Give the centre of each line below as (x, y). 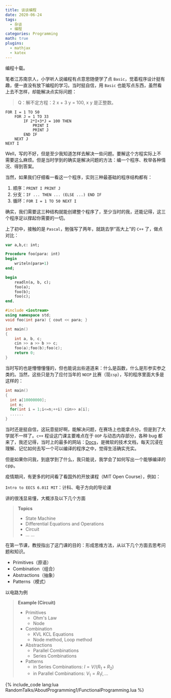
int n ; (17, 405)
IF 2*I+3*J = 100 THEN (48, 121)
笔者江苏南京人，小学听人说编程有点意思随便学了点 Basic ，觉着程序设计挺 (83, 79)
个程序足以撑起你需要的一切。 (36, 218)
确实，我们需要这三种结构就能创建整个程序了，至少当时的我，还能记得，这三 (85, 211)
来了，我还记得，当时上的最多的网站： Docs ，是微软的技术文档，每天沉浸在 (84, 442)
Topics (25, 508)
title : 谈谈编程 (21, 10)
